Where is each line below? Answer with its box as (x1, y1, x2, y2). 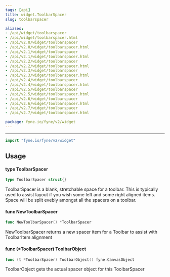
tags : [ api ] (5, 7, 30, 13)
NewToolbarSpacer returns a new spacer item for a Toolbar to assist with (5, 229, 158, 235)
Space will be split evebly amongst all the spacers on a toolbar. (5, 197, 137, 203)
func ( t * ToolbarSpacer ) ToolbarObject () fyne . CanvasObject (5, 257, 135, 262)
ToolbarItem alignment (5, 234, 52, 240)
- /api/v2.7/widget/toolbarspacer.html (5, 110, 90, 116)
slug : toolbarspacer (5, 17, 49, 22)
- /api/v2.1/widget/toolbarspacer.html (5, 54, 90, 59)
